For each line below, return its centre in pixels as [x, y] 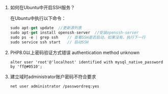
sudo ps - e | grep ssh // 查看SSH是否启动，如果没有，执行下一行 [78, 37]
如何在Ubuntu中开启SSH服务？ [43, 7]
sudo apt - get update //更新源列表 [46, 28]
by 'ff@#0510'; [26, 67]
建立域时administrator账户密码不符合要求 [53, 76]
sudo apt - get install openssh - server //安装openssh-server [74, 33]
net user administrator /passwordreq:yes [54, 86]
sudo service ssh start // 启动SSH [49, 42]
